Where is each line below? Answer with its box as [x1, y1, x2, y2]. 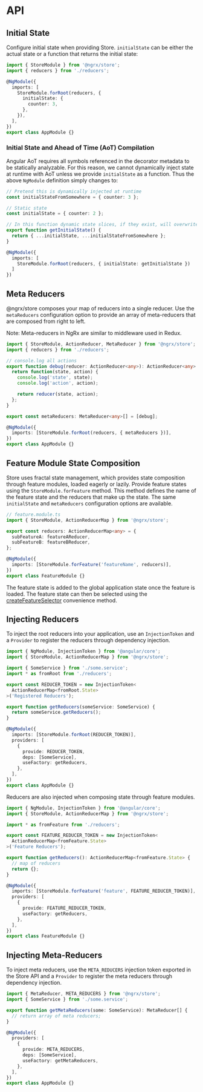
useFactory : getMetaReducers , [22, 1057, 98, 1064]
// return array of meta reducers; [11, 1013, 101, 1019]
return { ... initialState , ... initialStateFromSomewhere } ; [11, 233, 166, 239]
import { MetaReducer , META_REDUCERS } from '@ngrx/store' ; [6, 991, 161, 997]
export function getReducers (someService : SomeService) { [6, 704, 155, 710]
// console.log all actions [6, 358, 77, 364]
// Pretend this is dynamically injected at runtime [6, 188, 142, 195]
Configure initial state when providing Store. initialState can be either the [6, 44, 193, 51]
